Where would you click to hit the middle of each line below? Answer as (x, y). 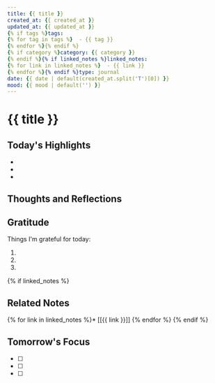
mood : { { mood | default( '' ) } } (54, 85)
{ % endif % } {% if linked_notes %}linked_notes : (78, 59)
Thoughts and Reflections (65, 198)
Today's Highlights (49, 145)
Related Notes (38, 303)
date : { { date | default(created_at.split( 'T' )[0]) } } (88, 78)
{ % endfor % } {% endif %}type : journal (63, 72)
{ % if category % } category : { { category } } (71, 53)
